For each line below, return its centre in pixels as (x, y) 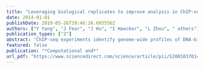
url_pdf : (17, 56)
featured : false (27, 46)
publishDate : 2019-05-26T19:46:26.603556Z (61, 23)
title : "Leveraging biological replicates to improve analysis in (92, 12)
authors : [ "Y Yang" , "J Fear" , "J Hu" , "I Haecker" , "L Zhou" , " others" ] (103, 28)
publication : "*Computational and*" (53, 51)
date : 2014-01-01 (28, 17)
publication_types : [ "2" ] (39, 34)
